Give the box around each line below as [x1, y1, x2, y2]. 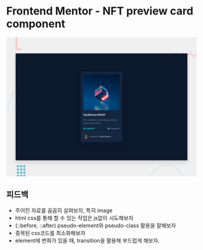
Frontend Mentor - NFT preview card [6, 4, 193, 18]
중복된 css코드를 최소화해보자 [14, 229, 86, 236]
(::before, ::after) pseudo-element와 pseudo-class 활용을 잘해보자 [14, 222, 176, 229]
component [6, 17, 65, 31]
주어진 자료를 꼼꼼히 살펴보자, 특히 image [14, 207, 113, 214]
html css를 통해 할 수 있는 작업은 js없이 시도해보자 [14, 214, 134, 221]
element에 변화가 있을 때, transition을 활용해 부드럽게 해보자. [14, 237, 160, 244]
